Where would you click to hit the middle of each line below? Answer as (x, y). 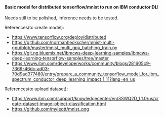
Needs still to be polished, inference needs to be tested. (61, 18)
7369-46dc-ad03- (31, 69)
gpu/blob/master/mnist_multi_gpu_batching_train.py (64, 48)
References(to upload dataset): (36, 89)
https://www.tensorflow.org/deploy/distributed (59, 37)
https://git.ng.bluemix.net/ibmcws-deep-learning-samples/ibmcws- (81, 53)
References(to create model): (35, 28)
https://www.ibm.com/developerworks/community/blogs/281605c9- (81, 63)
